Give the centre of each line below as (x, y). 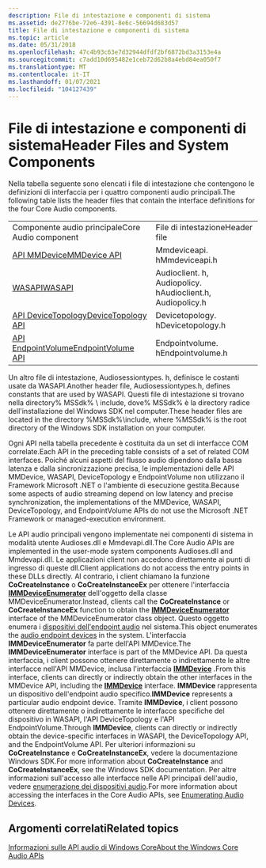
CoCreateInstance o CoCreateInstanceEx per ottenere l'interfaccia (119, 585)
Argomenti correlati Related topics (94, 828)
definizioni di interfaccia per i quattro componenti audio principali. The (122, 192)
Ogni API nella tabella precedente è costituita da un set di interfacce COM (129, 443)
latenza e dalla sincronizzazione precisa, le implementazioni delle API (122, 468)
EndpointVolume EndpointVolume (73, 348)
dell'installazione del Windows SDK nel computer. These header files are (125, 411)
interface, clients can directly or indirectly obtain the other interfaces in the (130, 677)
